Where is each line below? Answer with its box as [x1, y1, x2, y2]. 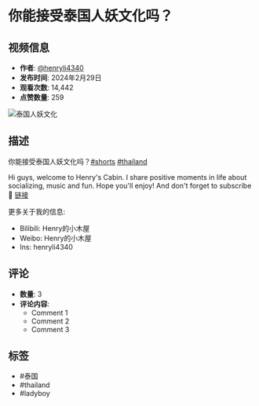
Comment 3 [31, 324, 70, 334]
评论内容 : [19, 299, 49, 309]
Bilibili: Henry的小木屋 [19, 223, 90, 232]
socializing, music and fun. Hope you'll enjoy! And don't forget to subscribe [8, 181, 252, 190]
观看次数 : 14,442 [19, 83, 74, 92]
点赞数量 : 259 [19, 93, 64, 102]
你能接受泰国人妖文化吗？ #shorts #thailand [8, 156, 148, 166]
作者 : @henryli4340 [19, 64, 84, 72]
